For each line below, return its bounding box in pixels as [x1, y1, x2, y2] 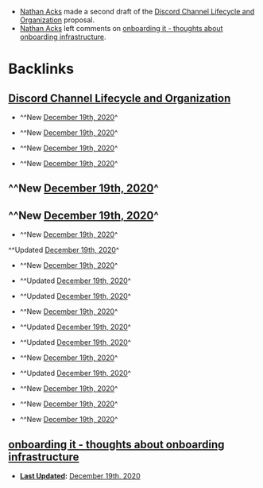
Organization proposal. [19, 15, 95, 25]
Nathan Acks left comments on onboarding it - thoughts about [19, 24, 223, 33]
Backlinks [8, 60, 75, 78]
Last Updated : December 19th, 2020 [19, 471, 141, 481]
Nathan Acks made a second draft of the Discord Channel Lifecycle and [19, 7, 255, 16]
